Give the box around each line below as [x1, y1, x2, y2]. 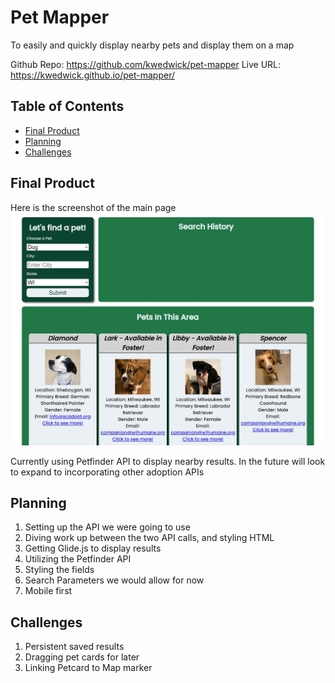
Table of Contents [10, 98, 125, 115]
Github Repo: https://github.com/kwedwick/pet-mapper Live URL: [10, 58, 282, 70]
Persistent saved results [24, 641, 125, 653]
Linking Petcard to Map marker [24, 662, 153, 674]
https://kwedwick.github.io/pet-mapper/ [10, 69, 176, 81]
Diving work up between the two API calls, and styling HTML [24, 532, 275, 544]
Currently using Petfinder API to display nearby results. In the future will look [10, 455, 326, 467]
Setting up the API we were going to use [24, 521, 191, 533]
